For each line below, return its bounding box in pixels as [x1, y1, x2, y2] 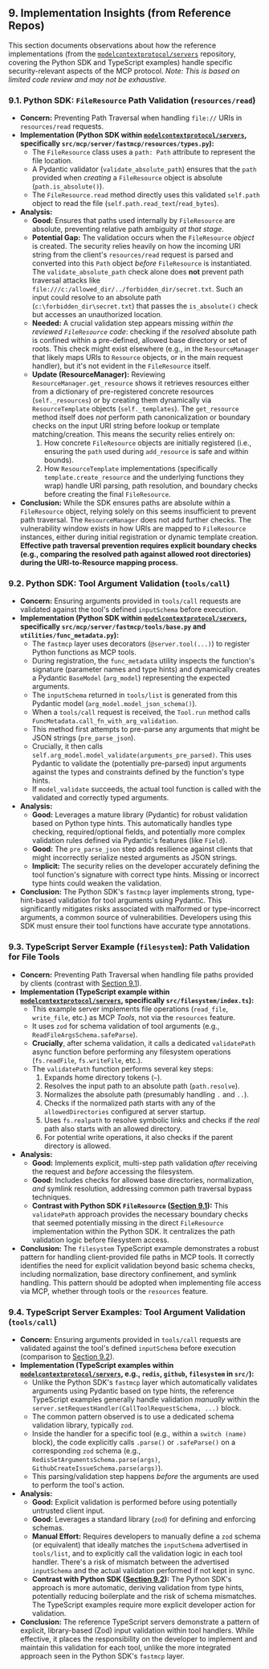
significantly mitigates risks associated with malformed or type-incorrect [19, 904, 261, 914]
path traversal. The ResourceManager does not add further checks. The [19, 515, 251, 525]
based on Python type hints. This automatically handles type [31, 819, 233, 828]
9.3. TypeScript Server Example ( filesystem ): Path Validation [8, 941, 251, 952]
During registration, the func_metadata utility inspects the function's [31, 656, 255, 666]
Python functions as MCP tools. [31, 647, 137, 657]
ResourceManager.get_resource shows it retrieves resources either [31, 378, 250, 388]
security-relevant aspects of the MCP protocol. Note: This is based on [8, 66, 240, 76]
